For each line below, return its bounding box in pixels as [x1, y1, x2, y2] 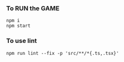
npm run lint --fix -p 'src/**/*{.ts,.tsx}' [6, 50, 119, 56]
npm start [6, 23, 31, 29]
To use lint [6, 37, 37, 45]
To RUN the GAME [6, 4, 60, 13]
